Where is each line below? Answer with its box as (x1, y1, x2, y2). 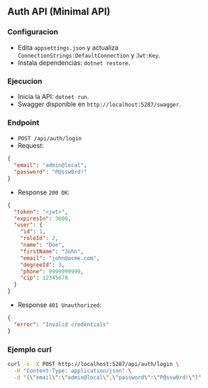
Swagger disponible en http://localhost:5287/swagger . (17, 100, 181, 108)
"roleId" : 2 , (20, 235, 59, 242)
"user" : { (13, 221, 43, 229)
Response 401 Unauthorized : (17, 300, 102, 309)
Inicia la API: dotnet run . (17, 92, 89, 100)
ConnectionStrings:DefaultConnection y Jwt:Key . (17, 51, 161, 59)
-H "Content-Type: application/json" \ (13, 367, 132, 374)
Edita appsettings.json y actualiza (17, 43, 119, 52)
